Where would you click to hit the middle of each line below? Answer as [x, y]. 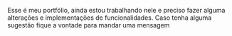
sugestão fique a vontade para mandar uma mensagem [89, 25]
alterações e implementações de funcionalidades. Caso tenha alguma [110, 18]
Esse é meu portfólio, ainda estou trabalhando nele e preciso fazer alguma [116, 10]
